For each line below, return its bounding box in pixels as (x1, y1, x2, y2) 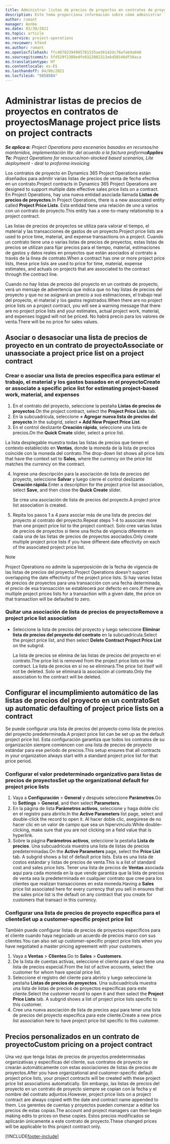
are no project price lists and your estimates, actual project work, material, (5, 308, 160, 314)
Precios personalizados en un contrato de (5, 1032, 140, 1041)
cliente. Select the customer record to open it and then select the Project (12, 991, 164, 997)
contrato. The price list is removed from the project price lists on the (12, 657, 153, 663)
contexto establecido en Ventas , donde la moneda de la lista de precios (5, 445, 155, 451)
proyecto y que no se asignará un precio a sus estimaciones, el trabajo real (5, 291, 162, 298)
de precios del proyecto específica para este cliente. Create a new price (12, 1012, 162, 1019)
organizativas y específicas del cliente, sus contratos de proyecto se (5, 1059, 148, 1065)
